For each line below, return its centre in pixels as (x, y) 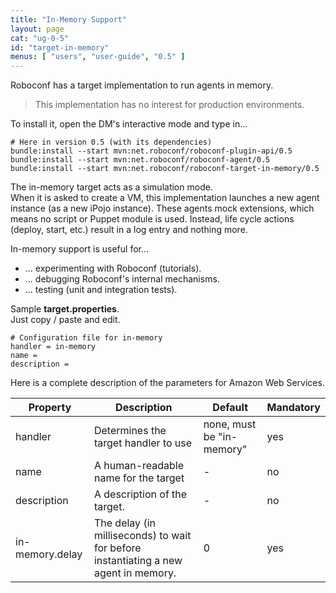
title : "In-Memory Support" (69, 19)
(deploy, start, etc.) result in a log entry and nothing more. (129, 230)
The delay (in (124, 523)
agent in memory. (135, 573)
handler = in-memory (53, 347)
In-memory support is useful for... (80, 249)
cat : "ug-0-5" (40, 38)
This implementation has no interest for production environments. (169, 105)
